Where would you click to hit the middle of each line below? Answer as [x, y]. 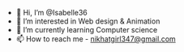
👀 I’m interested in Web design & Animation [88, 21]
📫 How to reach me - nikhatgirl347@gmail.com [96, 39]
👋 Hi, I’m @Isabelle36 [51, 13]
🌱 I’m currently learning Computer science [87, 30]
